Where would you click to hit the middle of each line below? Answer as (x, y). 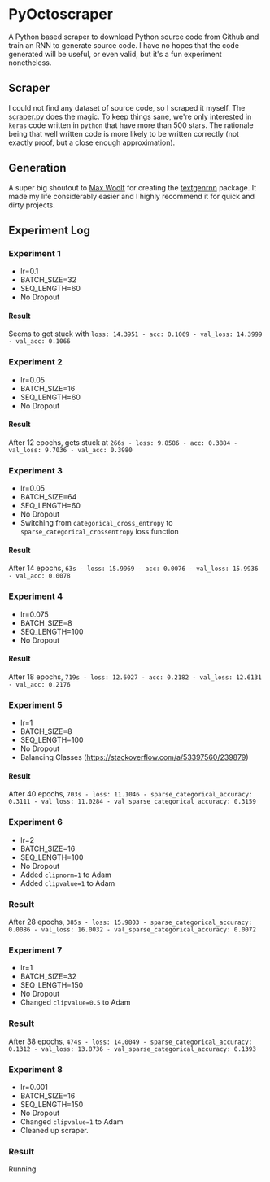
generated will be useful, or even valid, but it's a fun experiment (115, 54)
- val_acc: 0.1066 (39, 342)
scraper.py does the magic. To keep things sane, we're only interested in (130, 116)
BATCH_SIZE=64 (48, 497)
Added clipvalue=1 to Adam (67, 883)
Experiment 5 (35, 704)
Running (22, 1169)
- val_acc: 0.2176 (39, 684)
